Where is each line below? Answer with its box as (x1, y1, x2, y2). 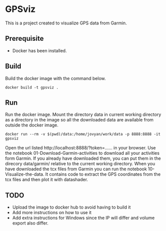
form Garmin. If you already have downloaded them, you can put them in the (5, 155, 161, 161)
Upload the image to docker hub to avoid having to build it (12, 204, 131, 210)
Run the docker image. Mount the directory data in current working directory (5, 112, 162, 117)
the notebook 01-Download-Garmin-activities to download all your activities (5, 150, 160, 156)
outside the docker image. (5, 122, 58, 128)
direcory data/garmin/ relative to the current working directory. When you (5, 161, 155, 167)
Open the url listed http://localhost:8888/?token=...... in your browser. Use (5, 145, 156, 151)
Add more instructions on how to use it (12, 210, 92, 216)
